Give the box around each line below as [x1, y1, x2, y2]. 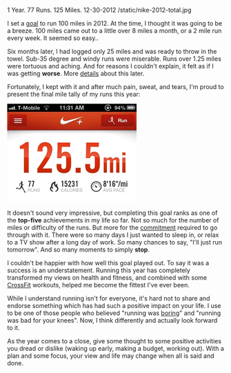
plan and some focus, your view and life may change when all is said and [7, 352, 215, 360]
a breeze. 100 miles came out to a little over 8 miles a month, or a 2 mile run [7, 27, 222, 35]
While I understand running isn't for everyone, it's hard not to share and [7, 294, 210, 303]
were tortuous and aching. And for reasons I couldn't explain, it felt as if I [7, 62, 214, 70]
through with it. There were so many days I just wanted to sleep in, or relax [7, 231, 219, 239]
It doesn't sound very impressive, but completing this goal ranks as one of [7, 209, 218, 217]
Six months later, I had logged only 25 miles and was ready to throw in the [7, 48, 217, 55]
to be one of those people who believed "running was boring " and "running [7, 309, 221, 317]
